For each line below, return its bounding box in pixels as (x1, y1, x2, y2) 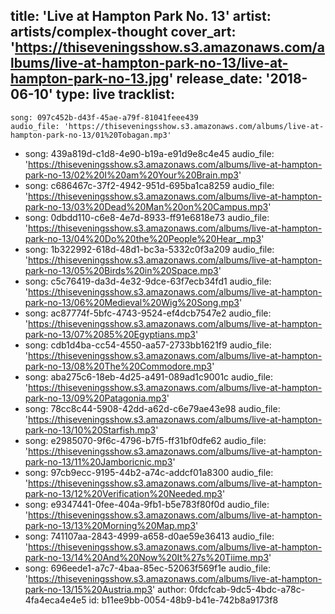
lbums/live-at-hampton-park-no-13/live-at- (10, 55, 289, 72)
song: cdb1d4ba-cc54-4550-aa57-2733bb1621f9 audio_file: (24, 339, 272, 351)
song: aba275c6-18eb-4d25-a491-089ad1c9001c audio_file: (24, 370, 274, 383)
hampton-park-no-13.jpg (10, 70, 170, 88)
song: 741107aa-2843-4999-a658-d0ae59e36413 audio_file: (24, 530, 275, 542)
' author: (152, 583, 187, 595)
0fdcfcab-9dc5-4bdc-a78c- (188, 583, 306, 595)
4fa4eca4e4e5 (24, 594, 87, 606)
